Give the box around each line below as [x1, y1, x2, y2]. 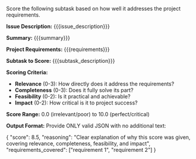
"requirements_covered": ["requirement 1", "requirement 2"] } [6, 147, 156, 153]
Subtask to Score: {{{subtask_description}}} [6, 58, 115, 64]
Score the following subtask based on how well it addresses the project [6, 5, 181, 12]
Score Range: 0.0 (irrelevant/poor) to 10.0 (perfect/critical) [6, 111, 150, 117]
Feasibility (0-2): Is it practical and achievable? [14, 93, 131, 100]
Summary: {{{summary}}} [6, 34, 70, 41]
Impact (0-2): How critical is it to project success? [14, 99, 138, 106]
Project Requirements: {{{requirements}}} [6, 46, 110, 53]
